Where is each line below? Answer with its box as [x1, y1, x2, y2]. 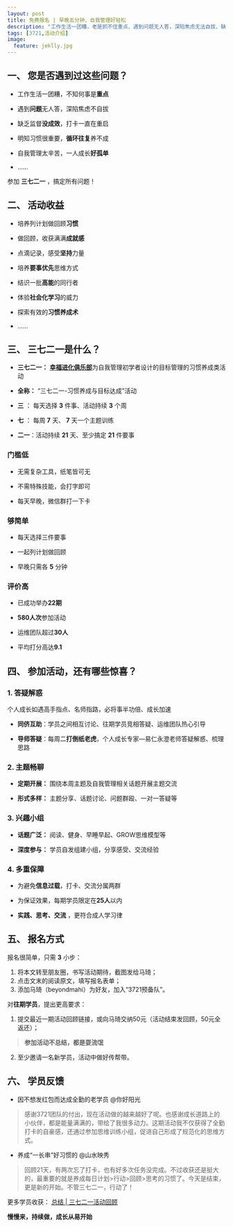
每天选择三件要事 [17, 533, 67, 542]
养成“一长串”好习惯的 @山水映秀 [17, 1151, 110, 1159]
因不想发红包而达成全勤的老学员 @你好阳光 [17, 1095, 141, 1103]
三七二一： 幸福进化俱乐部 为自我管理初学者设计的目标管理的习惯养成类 [17, 363, 220, 372]
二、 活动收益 [7, 200, 64, 211]
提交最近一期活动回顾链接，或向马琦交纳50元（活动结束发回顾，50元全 [17, 1014, 221, 1023]
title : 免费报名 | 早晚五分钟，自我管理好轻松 [7, 17, 126, 24]
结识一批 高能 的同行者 [17, 278, 78, 286]
